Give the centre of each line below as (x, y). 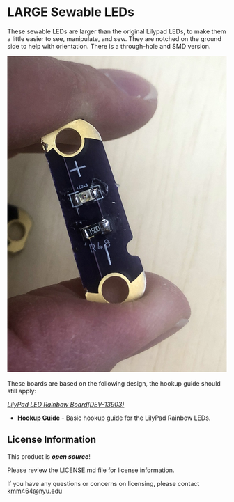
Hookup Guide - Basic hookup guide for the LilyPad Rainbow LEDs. (114, 418)
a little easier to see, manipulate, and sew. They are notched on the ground (114, 38)
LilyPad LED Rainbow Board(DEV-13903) (66, 404)
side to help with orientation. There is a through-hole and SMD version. (109, 46)
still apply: (22, 391)
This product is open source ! (49, 456)
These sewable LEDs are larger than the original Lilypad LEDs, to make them (117, 31)
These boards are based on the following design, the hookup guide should (114, 383)
